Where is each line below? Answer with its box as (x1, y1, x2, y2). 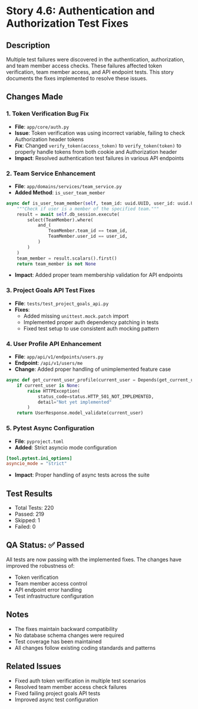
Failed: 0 (14, 523, 36, 530)
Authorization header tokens (14, 135, 84, 143)
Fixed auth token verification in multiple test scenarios (14, 677, 146, 684)
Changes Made (6, 92, 63, 102)
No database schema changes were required (14, 632, 124, 639)
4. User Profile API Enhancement (6, 339, 102, 348)
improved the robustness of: (6, 562, 75, 569)
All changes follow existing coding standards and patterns (14, 644, 156, 651)
